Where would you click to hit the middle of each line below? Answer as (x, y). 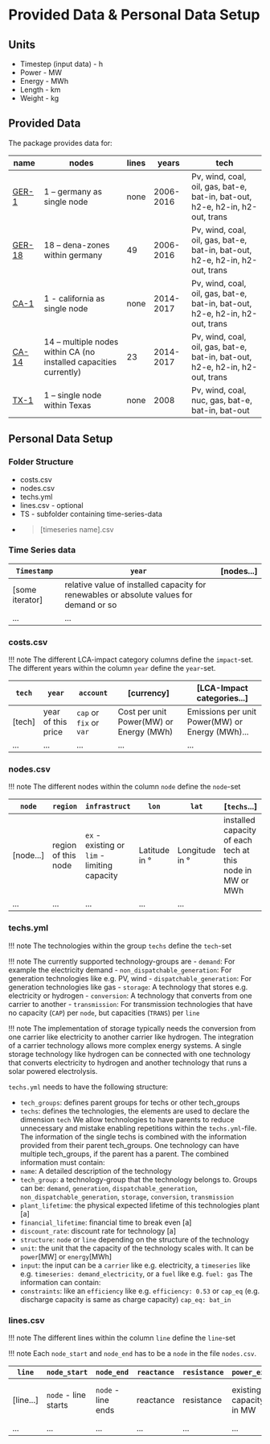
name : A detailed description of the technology (96, 1171)
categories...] (223, 698)
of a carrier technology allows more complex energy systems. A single (125, 1045)
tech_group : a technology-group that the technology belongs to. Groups (139, 1180)
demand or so (90, 605)
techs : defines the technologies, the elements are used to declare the (135, 1111)
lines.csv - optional (51, 505)
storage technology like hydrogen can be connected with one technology (129, 1054)
